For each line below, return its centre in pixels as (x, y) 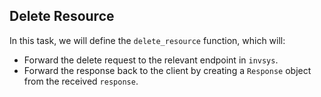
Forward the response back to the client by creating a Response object (167, 70)
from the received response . (81, 81)
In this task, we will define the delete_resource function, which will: (147, 40)
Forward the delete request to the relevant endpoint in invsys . (151, 60)
